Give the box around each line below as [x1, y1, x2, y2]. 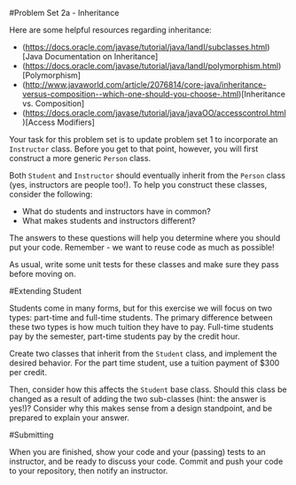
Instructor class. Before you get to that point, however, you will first [9, 143, 259, 154]
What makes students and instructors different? [21, 216, 197, 226]
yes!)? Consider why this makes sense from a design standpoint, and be [9, 403, 273, 413]
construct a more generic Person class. [9, 153, 152, 163]
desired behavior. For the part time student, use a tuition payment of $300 [9, 358, 280, 368]
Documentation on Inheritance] [44, 51, 159, 61]
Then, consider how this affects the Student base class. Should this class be [9, 384, 287, 395]
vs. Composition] [21, 98, 85, 109]
